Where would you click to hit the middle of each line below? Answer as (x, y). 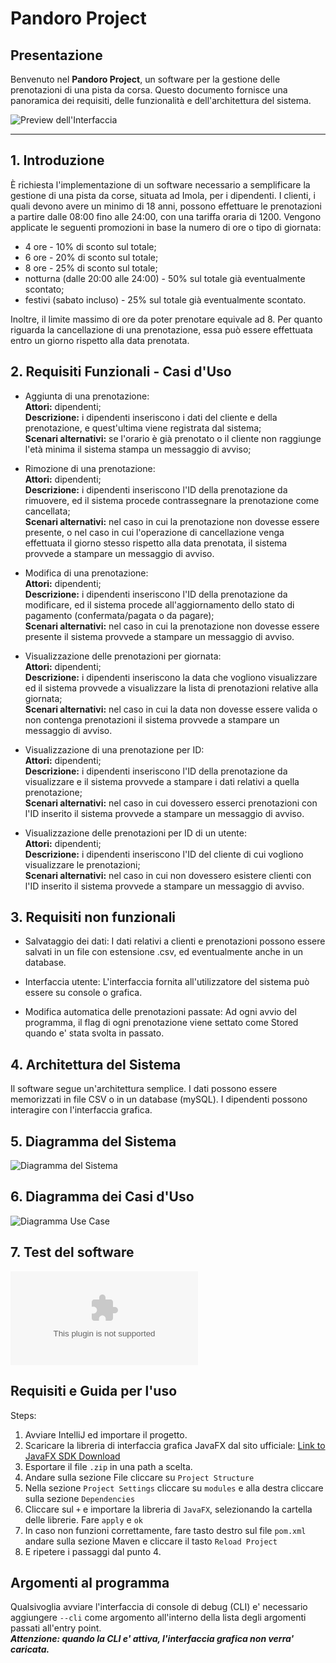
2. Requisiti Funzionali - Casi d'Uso (121, 372)
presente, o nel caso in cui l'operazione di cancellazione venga (154, 532)
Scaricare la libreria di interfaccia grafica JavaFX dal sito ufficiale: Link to (175, 1445)
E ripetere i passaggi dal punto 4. (93, 1551)
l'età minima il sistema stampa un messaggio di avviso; (138, 449)
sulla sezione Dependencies (80, 1498)
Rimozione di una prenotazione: (90, 468)
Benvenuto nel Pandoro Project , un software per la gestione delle (145, 79)
